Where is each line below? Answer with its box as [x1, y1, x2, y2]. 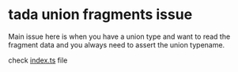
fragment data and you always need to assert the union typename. [8, 40, 225, 49]
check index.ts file [8, 55, 68, 65]
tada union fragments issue [8, 6, 193, 24]
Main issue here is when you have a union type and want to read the [8, 32, 231, 41]
